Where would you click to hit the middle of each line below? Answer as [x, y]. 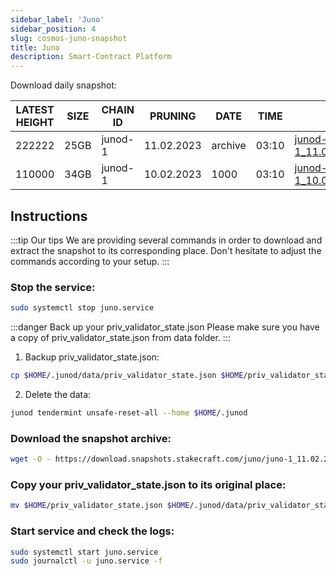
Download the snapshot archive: [91, 438]
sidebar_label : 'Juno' [57, 19]
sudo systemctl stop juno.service [82, 308]
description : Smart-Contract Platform [91, 57]
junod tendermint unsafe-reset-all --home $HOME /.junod [129, 412]
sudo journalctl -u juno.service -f [86, 561]
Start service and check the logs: [92, 531]
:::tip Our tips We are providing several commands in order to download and [166, 240]
